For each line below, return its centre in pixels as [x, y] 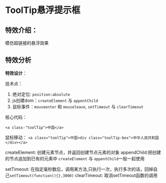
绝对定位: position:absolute [41, 94]
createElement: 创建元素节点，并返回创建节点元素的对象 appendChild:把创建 [83, 152]
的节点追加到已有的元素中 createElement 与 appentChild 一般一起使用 [75, 158]
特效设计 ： [16, 73]
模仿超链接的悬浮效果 [27, 43]
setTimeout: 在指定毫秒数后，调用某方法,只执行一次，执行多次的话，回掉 [79, 169]
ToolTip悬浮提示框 [43, 10]
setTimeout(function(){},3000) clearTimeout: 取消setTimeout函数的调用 [83, 175]
